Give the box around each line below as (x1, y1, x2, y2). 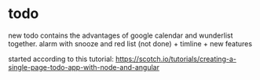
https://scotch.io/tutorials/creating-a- (115, 54, 237, 64)
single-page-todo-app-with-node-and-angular (8, 62, 159, 71)
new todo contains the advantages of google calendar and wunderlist (8, 31, 233, 40)
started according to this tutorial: (8, 54, 114, 64)
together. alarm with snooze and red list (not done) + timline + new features (8, 38, 253, 48)
